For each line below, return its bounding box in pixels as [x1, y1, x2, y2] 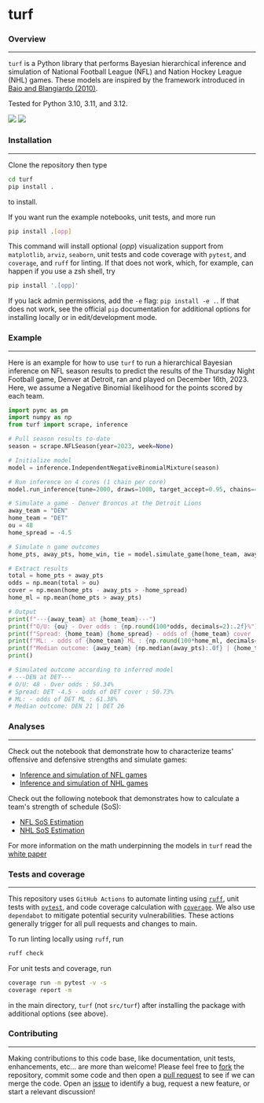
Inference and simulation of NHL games [19, 778, 148, 788]
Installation [8, 135, 53, 146]
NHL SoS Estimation [19, 825, 85, 835]
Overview [8, 34, 46, 45]
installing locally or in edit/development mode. [8, 313, 158, 322]
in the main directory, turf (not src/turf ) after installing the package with [8, 1000, 246, 1009]
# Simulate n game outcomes [8, 542, 101, 551]
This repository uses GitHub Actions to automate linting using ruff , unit [8, 894, 240, 903]
